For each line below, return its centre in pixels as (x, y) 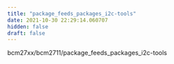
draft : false (26, 33)
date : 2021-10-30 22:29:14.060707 (58, 20)
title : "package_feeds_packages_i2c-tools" (72, 14)
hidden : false (28, 26)
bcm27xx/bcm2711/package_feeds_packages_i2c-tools (87, 53)
